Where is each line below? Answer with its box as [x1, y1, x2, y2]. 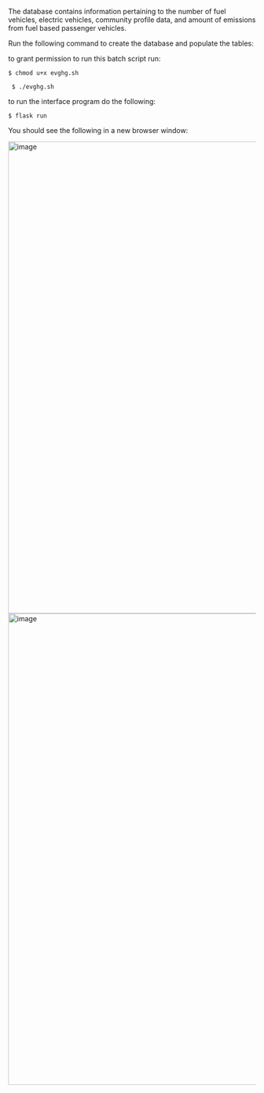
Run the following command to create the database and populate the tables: [8, 39, 254, 48]
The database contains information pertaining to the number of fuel [8, 7, 226, 16]
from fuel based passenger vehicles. [8, 24, 127, 32]
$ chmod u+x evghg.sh [8, 69, 79, 77]
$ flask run [8, 112, 47, 120]
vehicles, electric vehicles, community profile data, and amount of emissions [8, 15, 256, 24]
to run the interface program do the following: [8, 97, 156, 106]
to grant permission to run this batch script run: [8, 54, 161, 63]
